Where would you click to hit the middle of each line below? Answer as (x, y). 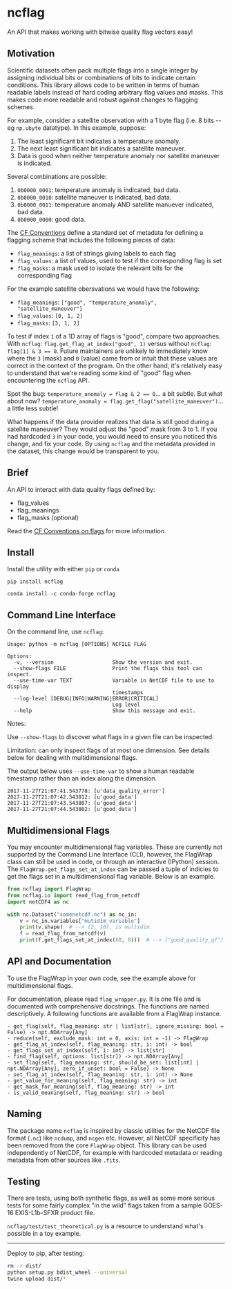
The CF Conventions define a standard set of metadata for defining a (105, 232)
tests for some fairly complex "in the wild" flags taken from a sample (105, 1205)
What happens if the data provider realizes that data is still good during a (110, 421)
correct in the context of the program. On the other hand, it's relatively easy (115, 365)
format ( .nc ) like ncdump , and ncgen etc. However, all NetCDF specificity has (114, 1138)
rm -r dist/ (24, 1266)
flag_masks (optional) (48, 517)
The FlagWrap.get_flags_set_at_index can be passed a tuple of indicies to (113, 869)
